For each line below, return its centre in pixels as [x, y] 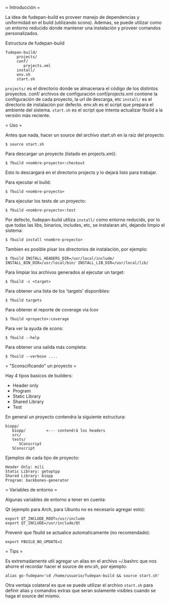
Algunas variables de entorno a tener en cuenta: [56, 500]
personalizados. [22, 33]
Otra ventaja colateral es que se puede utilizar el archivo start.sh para [79, 585]
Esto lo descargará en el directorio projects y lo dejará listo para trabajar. [81, 172]
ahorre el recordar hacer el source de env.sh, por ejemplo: [66, 566]
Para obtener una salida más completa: [46, 347]
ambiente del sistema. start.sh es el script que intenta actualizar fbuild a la [84, 110]
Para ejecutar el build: [28, 182]
